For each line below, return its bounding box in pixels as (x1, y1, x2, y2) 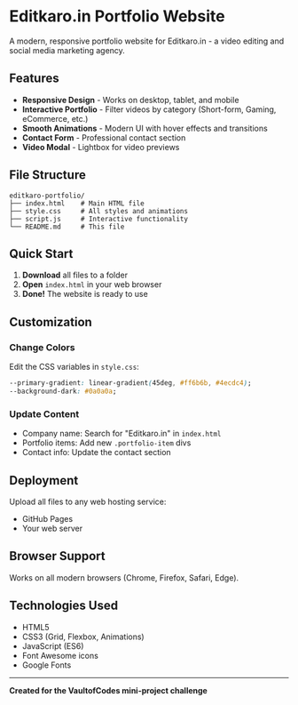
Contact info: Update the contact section (21, 447, 171, 458)
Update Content (9, 407, 80, 420)
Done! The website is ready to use (21, 289, 148, 300)
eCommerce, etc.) (21, 113, 89, 124)
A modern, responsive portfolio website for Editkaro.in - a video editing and (9, 36, 285, 46)
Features (9, 71, 59, 86)
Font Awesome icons (21, 650, 99, 661)
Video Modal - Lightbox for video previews (21, 141, 180, 152)
